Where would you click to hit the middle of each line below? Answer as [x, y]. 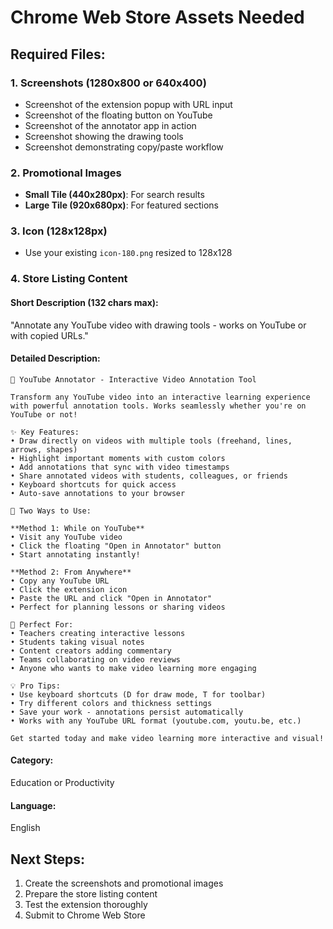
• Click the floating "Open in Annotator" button [116, 546]
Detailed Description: [55, 358]
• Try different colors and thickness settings [111, 703]
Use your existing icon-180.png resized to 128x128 [128, 253]
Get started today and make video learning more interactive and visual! [167, 738]
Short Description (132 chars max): [84, 302]
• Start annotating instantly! [75, 554]
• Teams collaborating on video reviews [96, 659]
